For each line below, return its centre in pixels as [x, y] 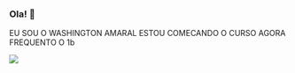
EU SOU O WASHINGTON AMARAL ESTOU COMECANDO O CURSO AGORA [147, 33]
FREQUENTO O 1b [42, 42]
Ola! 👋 [22, 14]
